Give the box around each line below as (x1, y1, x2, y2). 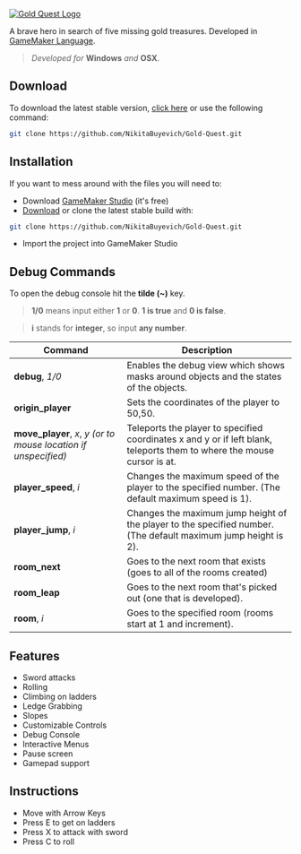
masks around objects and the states (126, 370, 282, 383)
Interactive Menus (21, 739, 90, 749)
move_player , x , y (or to (13, 427, 116, 440)
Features (9, 648, 60, 663)
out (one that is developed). (126, 592, 244, 605)
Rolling (21, 682, 48, 692)
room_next (13, 561, 61, 574)
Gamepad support (21, 758, 90, 768)
